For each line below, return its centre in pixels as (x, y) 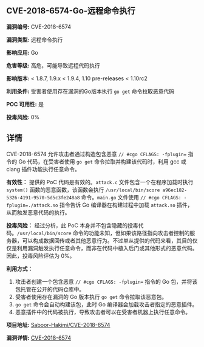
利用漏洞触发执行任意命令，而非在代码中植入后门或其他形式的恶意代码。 (107, 248)
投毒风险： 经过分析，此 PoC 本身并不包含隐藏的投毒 (72, 225)
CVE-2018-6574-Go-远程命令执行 (71, 11)
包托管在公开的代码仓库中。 (50, 289)
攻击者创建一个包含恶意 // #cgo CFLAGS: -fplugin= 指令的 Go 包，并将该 (106, 281)
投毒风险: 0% (23, 117)
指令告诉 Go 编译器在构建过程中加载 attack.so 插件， (126, 205)
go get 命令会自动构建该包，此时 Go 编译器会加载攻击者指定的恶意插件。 (106, 304)
